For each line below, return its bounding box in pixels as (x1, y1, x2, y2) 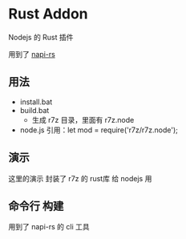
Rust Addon (8, 5, 88, 23)
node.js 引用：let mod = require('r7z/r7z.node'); (19, 125, 178, 135)
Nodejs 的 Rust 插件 (8, 32, 74, 42)
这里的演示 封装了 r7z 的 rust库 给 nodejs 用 (8, 173, 152, 183)
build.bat (19, 105, 50, 115)
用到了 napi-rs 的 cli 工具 (8, 222, 90, 232)
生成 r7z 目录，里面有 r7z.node (31, 115, 135, 124)
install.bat (19, 97, 53, 107)
